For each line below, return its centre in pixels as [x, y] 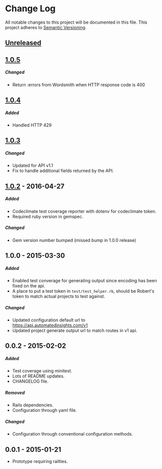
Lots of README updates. [38, 376]
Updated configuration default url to [49, 320]
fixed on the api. [29, 286]
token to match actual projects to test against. [59, 297]
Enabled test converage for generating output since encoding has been [84, 281]
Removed [15, 393]
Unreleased [23, 43]
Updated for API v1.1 [32, 166]
